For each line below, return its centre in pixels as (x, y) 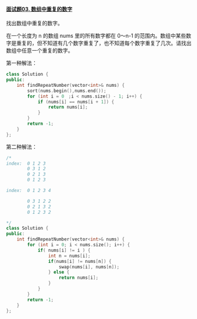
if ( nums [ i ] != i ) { (64, 250)
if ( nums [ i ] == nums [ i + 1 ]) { (76, 102)
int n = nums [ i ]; (69, 256)
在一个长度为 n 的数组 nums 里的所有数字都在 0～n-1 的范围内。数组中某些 (96, 36)
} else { (59, 272)
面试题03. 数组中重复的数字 (39, 9)
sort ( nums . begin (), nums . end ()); (67, 91)
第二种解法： (21, 147)
